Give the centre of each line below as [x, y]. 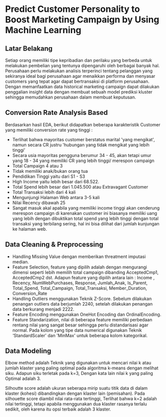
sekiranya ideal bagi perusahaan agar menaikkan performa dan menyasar [80, 76]
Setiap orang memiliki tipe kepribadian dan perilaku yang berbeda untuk [79, 60]
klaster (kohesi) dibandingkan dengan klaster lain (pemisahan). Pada [75, 393]
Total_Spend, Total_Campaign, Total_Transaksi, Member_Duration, [80, 288]
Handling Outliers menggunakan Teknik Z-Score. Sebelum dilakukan [82, 299]
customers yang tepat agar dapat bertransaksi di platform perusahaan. [77, 81]
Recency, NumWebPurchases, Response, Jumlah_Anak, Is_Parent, [80, 283]
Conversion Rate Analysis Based [56, 113]
